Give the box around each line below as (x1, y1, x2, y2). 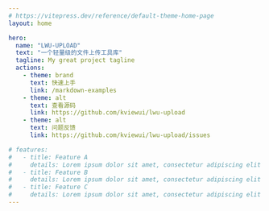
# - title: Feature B (8, 168, 89, 176)
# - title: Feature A (8, 153, 89, 161)
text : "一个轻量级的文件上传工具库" (15, 49, 123, 57)
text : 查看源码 (29, 101, 77, 110)
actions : (15, 64, 45, 72)
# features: (8, 146, 48, 154)
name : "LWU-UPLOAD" (15, 41, 81, 49)
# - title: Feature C (8, 183, 89, 192)
